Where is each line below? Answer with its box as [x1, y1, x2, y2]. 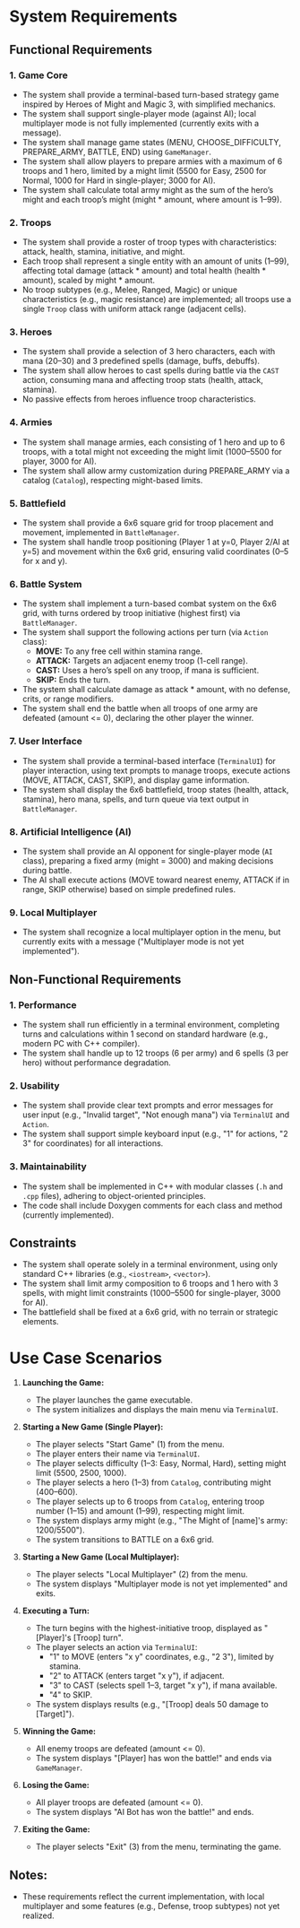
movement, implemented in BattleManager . [21, 527, 180, 538]
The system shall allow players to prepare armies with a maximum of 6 [21, 155, 283, 167]
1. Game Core [9, 69, 69, 82]
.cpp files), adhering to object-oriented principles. [21, 1190, 206, 1201]
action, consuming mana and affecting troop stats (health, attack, [21, 375, 264, 386]
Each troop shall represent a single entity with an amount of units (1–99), [21, 256, 289, 266]
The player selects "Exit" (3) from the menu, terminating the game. [35, 1841, 282, 1853]
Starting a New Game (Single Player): [21, 1421, 164, 1432]
